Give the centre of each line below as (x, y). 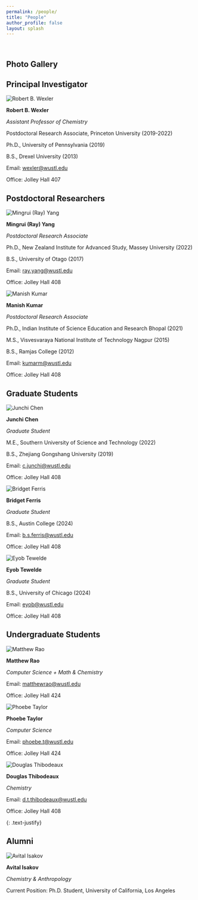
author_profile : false (34, 23)
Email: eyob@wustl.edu (35, 605)
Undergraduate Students (53, 635)
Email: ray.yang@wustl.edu (39, 271)
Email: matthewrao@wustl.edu (44, 683)
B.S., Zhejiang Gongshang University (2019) (60, 454)
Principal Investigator (47, 84)
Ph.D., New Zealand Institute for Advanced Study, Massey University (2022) (99, 248)
